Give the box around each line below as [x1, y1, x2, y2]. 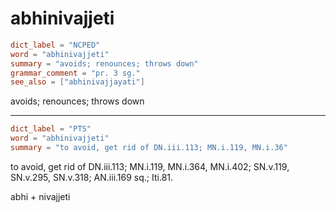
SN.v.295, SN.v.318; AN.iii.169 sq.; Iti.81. [10, 171, 174, 183]
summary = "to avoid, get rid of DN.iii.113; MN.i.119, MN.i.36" [10, 143, 288, 153]
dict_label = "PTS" [10, 124, 92, 134]
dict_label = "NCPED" [10, 40, 101, 50]
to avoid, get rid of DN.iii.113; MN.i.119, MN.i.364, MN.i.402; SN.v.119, [10, 160, 290, 172]
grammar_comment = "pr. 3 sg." [10, 68, 141, 78]
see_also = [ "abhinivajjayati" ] [10, 77, 145, 87]
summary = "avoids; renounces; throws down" [10, 58, 199, 69]
